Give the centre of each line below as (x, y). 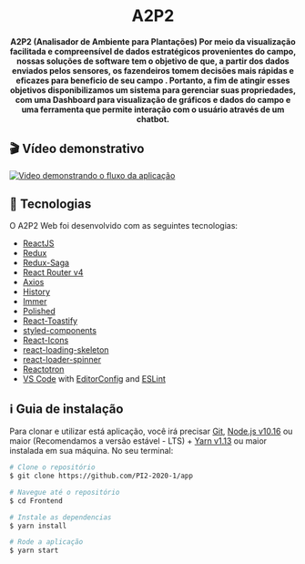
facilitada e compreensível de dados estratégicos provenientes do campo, (153, 51)
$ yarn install (38, 526)
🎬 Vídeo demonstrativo (77, 149)
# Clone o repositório (52, 467)
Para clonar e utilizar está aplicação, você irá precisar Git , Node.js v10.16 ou (151, 431)
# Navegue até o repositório (65, 492)
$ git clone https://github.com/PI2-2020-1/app (102, 476)
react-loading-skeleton (66, 350)
